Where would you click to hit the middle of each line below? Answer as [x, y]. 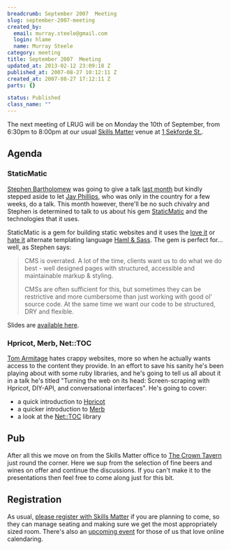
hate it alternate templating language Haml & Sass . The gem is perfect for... [115, 239]
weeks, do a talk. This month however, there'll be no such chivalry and [109, 204]
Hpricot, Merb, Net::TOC [50, 343]
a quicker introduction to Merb [61, 409]
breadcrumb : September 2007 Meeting [62, 14]
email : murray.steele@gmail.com [61, 33]
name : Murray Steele [43, 46]
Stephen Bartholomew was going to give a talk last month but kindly [105, 189]
